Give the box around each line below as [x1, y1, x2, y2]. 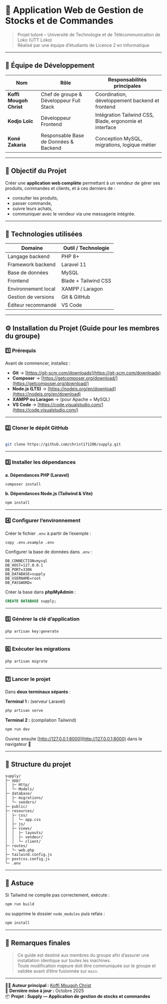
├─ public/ [5, 804, 28, 809]
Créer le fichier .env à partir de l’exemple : [5, 530, 91, 536]
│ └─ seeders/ [5, 800, 37, 804]
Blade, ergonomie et [95, 117, 143, 124]
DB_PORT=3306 [5, 567, 32, 573]
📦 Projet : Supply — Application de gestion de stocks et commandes [5, 993, 151, 999]
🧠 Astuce [5, 879, 34, 887]
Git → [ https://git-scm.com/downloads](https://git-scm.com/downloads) [12, 370, 161, 376]
